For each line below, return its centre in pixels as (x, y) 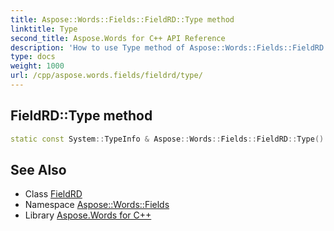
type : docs (33, 57)
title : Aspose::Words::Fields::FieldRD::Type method (122, 19)
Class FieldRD (53, 194)
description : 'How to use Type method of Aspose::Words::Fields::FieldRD (167, 47)
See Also (38, 169)
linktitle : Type (44, 29)
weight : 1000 (37, 66)
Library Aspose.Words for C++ (88, 215)
